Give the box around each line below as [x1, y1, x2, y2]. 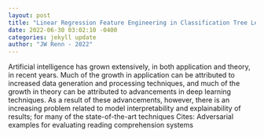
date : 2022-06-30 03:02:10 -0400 [8, 26, 118, 34]
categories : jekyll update [8, 33, 97, 41]
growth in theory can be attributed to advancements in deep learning [8, 87, 232, 96]
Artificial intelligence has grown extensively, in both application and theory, [8, 62, 251, 71]
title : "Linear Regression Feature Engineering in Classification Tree [8, 19, 247, 27]
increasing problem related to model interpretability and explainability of [8, 103, 241, 114]
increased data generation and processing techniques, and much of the [8, 79, 240, 88]
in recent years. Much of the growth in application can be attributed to [8, 70, 236, 80]
